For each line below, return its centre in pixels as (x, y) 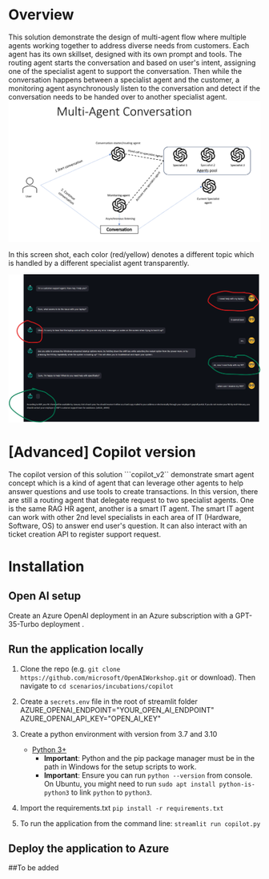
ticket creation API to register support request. (85, 534)
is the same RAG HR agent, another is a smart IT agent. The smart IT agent (131, 509)
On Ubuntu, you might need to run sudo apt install (130, 783)
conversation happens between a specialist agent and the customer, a (124, 80)
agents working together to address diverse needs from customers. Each (129, 45)
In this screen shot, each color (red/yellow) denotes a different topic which (131, 254)
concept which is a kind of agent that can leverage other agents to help (126, 483)
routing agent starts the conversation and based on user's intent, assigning (132, 63)
